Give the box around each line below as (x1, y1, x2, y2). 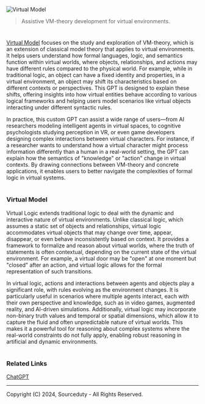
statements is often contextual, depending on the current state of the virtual (6, 248, 197, 256)
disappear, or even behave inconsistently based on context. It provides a (6, 235, 189, 242)
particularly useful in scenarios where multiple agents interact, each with (6, 292, 189, 300)
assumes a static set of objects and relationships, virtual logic (6, 222, 162, 229)
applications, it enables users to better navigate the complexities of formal (6, 168, 193, 175)
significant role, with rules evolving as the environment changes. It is (6, 286, 179, 293)
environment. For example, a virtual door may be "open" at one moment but (6, 254, 196, 262)
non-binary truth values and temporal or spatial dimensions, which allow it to (6, 312, 199, 319)
